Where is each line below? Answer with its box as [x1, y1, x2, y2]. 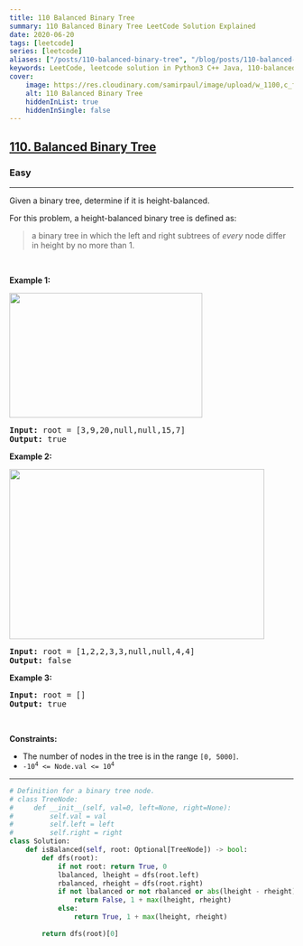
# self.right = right [9, 829, 124, 838]
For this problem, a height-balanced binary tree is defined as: [9, 212, 237, 223]
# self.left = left [9, 820, 115, 829]
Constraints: [9, 733, 58, 744]
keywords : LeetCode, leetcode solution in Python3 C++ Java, [9, 64, 244, 73]
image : [25, 80, 50, 89]
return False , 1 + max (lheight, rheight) [73, 895, 232, 904]
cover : [9, 72, 34, 81]
